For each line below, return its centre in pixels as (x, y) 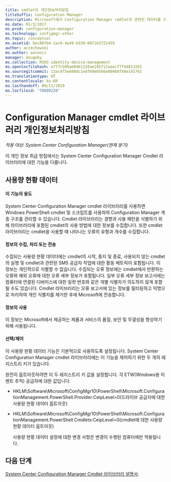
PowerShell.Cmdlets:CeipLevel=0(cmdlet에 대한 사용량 (106, 420)
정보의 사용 (16, 307)
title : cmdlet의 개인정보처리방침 (37, 10)
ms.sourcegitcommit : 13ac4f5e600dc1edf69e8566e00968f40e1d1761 (74, 72)
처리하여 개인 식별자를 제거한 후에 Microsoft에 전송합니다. (68, 295)
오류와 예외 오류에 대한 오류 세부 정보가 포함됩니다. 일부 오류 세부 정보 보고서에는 (85, 276)
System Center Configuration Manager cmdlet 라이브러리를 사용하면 (75, 206)
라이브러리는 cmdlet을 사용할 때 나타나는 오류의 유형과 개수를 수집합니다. (78, 232)
